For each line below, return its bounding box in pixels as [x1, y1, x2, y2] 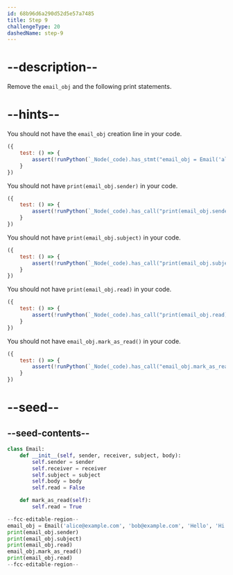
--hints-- [7, 107, 60, 122]
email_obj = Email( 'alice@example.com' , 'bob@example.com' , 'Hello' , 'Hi [7, 522, 225, 529]
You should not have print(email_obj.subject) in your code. [7, 233, 182, 242]
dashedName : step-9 [7, 29, 64, 37]
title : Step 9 [7, 17, 49, 24]
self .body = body [32, 478, 82, 485]
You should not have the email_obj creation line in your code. [7, 130, 182, 138]
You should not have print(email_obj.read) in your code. [7, 285, 172, 294]
